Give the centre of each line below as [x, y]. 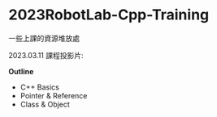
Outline [21, 71]
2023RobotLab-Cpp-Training [109, 15]
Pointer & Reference [54, 95]
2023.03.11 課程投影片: [46, 55]
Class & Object [45, 104]
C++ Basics [39, 87]
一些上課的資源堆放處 [44, 38]
